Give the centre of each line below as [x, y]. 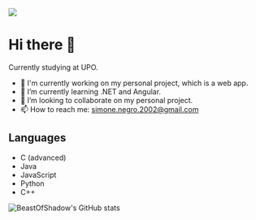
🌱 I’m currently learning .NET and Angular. [90, 91]
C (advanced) [43, 157]
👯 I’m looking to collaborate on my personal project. [106, 100]
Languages [37, 138]
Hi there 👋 [42, 45]
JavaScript [38, 175]
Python [32, 183]
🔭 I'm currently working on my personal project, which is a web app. [134, 83]
